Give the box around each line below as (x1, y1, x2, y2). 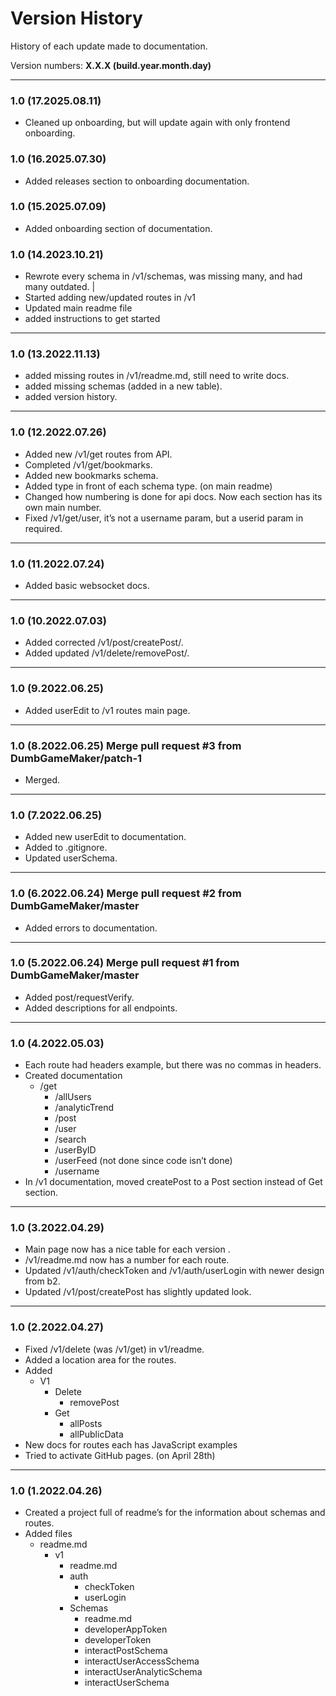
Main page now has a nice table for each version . (24, 1243, 231, 1256)
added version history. (24, 391, 118, 403)
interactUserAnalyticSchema (84, 1665, 203, 1677)
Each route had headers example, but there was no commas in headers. (24, 1059, 322, 1071)
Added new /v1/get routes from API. (24, 448, 173, 460)
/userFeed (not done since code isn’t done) (54, 1155, 233, 1167)
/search (54, 1133, 87, 1146)
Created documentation (24, 1070, 123, 1082)
